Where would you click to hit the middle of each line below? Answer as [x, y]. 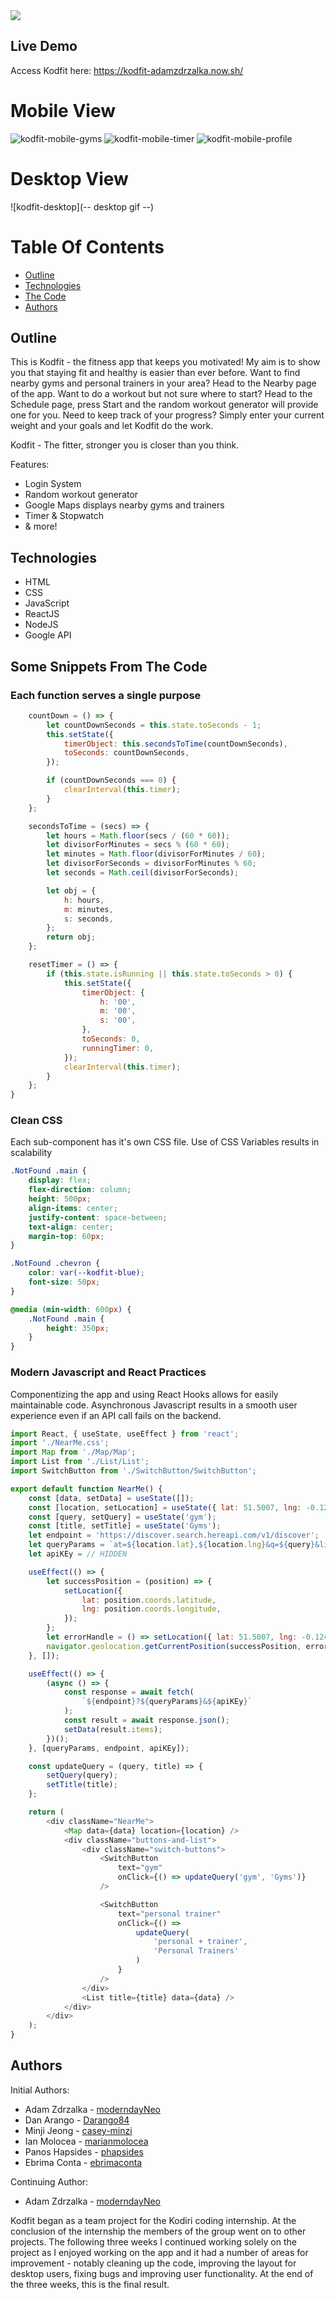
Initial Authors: [40, 2090]
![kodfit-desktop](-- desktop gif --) [82, 206]
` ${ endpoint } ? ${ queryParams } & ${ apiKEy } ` [167, 1702]
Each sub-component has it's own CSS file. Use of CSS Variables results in [165, 1142]
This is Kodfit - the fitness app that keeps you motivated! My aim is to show [165, 362]
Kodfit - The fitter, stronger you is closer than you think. [125, 445]
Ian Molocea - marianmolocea [86, 2141]
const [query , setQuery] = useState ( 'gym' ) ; [122, 1517]
